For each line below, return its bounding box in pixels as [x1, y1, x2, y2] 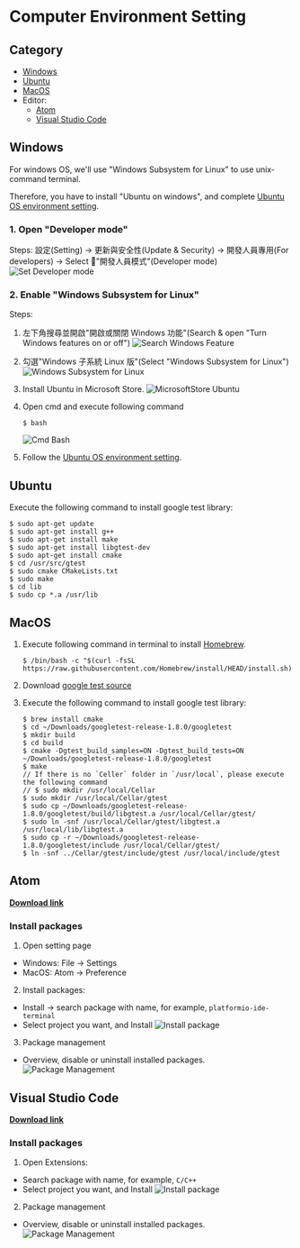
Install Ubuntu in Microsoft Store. [22, 384, 145, 395]
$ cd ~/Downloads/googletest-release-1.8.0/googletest [22, 723, 233, 732]
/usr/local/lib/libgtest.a [22, 825, 124, 834]
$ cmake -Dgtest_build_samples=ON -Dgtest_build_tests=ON [22, 746, 244, 756]
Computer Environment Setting [9, 6, 247, 27]
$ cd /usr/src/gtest [9, 559, 87, 569]
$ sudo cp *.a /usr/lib [9, 590, 99, 600]
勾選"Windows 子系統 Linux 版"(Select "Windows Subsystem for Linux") [22, 356, 289, 367]
